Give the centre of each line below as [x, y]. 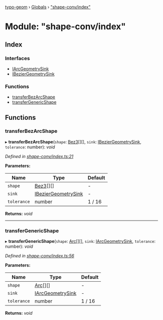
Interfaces [17, 58]
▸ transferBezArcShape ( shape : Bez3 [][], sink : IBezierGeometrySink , [73, 142]
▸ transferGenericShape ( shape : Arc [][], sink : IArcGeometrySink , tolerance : [80, 241]
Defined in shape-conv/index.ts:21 [39, 156]
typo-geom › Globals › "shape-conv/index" [48, 7]
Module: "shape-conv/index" [65, 27]
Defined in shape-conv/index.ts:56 [40, 256]
